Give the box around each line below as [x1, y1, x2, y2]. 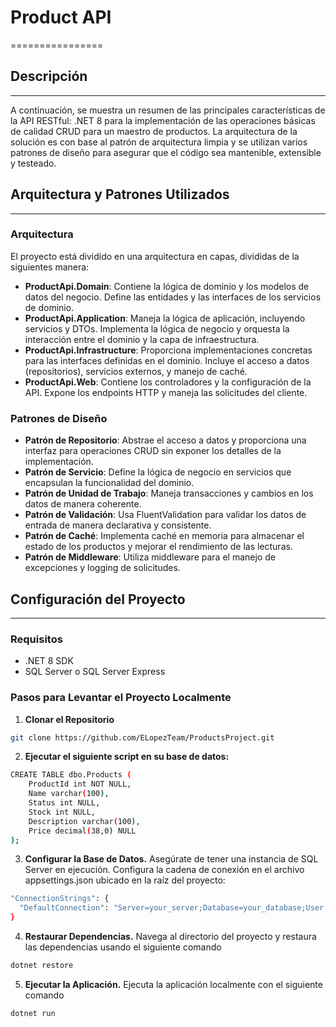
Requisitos [10, 632, 63, 646]
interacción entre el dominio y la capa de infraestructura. [24, 333, 260, 345]
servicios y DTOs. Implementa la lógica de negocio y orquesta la [24, 322, 290, 335]
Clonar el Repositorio [24, 713, 115, 725]
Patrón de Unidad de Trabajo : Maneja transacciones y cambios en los [24, 487, 314, 500]
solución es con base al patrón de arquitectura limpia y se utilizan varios [10, 136, 308, 148]
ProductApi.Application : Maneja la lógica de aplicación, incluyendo [24, 312, 306, 324]
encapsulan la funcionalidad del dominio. [24, 477, 195, 489]
